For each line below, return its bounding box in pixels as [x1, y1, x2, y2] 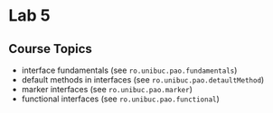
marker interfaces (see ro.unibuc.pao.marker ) [21, 84, 193, 94]
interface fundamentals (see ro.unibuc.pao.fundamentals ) [21, 65, 238, 75]
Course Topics [8, 41, 92, 56]
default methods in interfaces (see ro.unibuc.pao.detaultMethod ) [21, 74, 265, 85]
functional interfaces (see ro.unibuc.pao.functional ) [21, 93, 221, 104]
